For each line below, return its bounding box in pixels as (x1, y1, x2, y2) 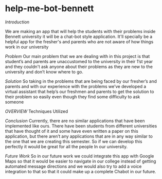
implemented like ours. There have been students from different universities (5, 123, 157, 129)
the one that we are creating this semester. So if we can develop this (5, 138, 143, 144)
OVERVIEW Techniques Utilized (5, 108, 68, 114)
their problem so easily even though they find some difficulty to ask (5, 93, 140, 100)
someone (5, 99, 24, 105)
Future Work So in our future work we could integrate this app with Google (5, 153, 154, 159)
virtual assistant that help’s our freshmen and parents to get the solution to (5, 89, 154, 94)
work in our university (5, 44, 49, 50)
